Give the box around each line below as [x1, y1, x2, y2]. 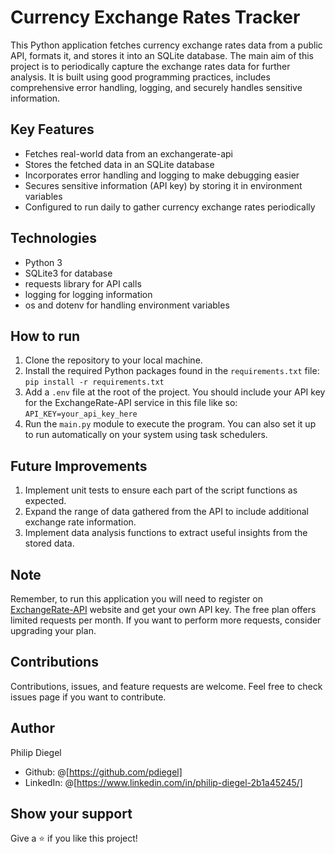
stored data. [24, 537, 75, 550]
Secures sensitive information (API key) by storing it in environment [24, 179, 303, 191]
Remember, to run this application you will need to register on [10, 593, 263, 605]
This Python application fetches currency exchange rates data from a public [10, 39, 323, 51]
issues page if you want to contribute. [10, 691, 167, 703]
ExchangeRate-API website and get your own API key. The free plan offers [10, 604, 317, 615]
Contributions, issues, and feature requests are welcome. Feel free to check [10, 680, 323, 692]
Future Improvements [10, 457, 148, 475]
